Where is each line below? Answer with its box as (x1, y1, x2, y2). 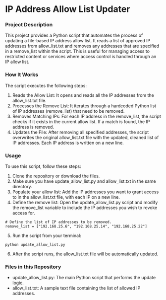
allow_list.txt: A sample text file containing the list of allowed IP (12, 285, 141, 291)
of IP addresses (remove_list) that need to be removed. (12, 108, 125, 114)
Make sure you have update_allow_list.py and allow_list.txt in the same (12, 178, 156, 184)
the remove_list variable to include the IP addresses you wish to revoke (12, 205, 158, 211)
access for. (12, 210, 36, 216)
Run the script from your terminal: (12, 232, 82, 239)
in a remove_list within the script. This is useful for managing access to (5, 48, 150, 54)
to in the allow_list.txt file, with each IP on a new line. (12, 194, 120, 200)
